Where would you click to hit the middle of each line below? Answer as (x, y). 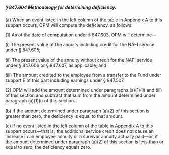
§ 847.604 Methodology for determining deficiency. (61, 7)
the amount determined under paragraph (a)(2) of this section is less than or (84, 142)
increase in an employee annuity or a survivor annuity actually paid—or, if (81, 136)
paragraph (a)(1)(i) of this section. (40, 100)
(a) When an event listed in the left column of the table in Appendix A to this (84, 20)
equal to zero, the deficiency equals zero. (48, 147)
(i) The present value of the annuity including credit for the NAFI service (80, 44)
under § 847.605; (23, 50)
